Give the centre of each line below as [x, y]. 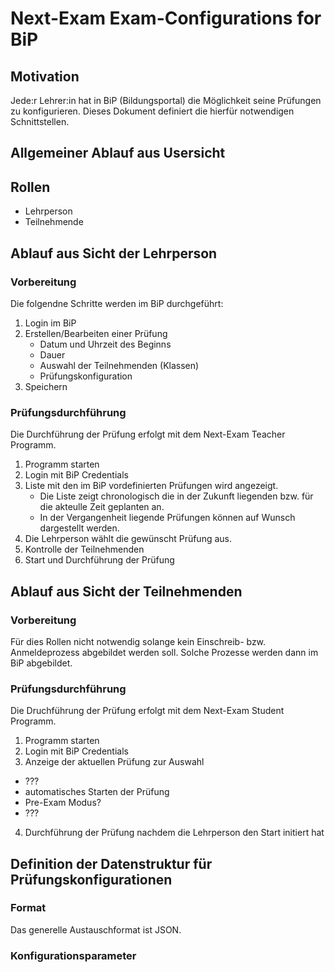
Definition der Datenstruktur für [111, 863]
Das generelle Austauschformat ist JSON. [96, 929]
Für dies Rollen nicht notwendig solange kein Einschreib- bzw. [138, 641]
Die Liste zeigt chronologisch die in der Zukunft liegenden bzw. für [176, 496]
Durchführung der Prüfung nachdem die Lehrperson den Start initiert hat [174, 833]
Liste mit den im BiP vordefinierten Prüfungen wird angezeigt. [151, 486]
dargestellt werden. [79, 528]
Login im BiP [50, 323]
